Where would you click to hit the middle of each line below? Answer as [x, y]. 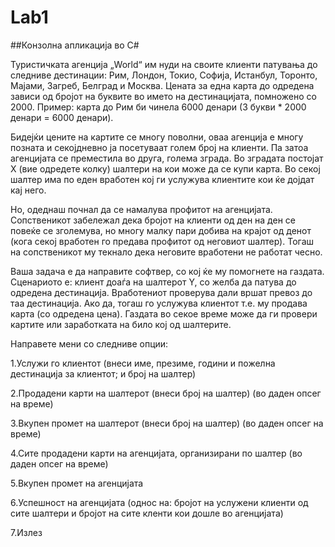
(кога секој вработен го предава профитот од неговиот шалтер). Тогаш [162, 241]
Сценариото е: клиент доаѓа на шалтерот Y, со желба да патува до [153, 282]
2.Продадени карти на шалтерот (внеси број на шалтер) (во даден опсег [166, 393]
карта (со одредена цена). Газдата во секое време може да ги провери [164, 313]
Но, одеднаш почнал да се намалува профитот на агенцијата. [141, 209]
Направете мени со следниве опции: [89, 343]
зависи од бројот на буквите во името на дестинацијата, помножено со [163, 96]
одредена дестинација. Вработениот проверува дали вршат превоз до [161, 292]
